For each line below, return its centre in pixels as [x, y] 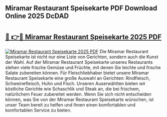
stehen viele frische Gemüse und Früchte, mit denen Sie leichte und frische [83, 68]
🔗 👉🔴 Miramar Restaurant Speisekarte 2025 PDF [83, 37]
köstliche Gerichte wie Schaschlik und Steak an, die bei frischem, [73, 89]
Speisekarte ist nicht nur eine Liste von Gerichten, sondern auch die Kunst [82, 57]
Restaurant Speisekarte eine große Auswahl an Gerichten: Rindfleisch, [78, 78]
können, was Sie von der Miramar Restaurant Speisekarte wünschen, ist [79, 99]
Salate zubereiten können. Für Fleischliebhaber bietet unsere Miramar [77, 73]
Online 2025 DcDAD [37, 16]
